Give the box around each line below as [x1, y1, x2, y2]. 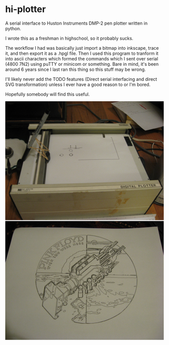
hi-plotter [5, 4, 46, 15]
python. [5, 25, 21, 31]
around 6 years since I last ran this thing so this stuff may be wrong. [5, 66, 146, 72]
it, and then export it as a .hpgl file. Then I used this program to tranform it [5, 50, 158, 56]
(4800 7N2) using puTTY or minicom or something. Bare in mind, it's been [5, 61, 159, 67]
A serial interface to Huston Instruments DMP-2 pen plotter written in [5, 20, 148, 26]
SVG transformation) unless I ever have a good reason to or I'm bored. [5, 81, 151, 88]
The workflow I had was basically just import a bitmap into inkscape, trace [5, 45, 159, 51]
